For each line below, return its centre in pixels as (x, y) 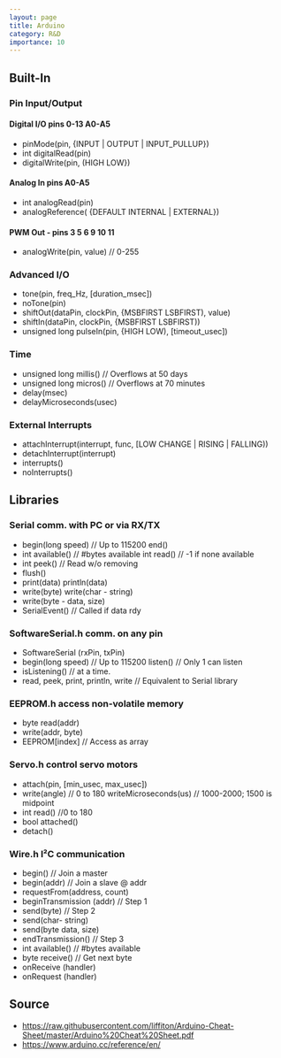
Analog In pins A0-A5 (49, 183)
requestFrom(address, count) (76, 892)
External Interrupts (51, 425)
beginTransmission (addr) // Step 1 (84, 901)
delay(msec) (45, 392)
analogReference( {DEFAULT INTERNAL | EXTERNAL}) (121, 211)
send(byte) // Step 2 (58, 910)
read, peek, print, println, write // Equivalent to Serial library (130, 681)
